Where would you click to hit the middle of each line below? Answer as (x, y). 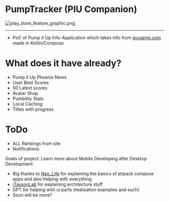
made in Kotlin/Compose (38, 43)
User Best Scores (31, 82)
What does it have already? (63, 63)
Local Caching (27, 104)
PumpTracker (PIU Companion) (71, 9)
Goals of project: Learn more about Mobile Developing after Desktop (76, 158)
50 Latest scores (30, 88)
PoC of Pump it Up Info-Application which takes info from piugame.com (87, 37)
